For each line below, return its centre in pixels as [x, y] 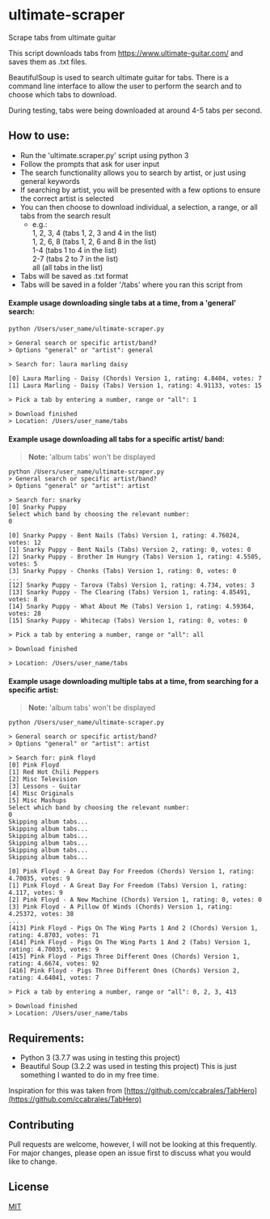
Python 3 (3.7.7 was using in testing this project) [100, 1058]
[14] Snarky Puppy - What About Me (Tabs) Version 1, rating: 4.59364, [131, 607]
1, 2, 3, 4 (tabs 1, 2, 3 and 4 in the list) [95, 233]
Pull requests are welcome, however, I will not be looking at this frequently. [133, 1144]
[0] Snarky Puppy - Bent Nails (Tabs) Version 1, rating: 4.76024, [124, 536]
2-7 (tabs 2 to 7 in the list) [75, 259]
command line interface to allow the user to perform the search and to [125, 86]
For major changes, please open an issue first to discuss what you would [130, 1153]
